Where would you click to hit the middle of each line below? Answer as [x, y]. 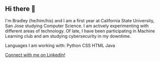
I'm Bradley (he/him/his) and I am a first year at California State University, [80, 20]
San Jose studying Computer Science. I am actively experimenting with [77, 26]
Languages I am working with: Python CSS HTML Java [60, 45]
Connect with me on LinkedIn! [35, 55]
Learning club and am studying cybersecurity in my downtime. [68, 36]
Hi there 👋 [20, 9]
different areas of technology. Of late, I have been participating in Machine [80, 31]
